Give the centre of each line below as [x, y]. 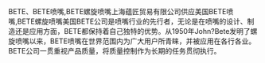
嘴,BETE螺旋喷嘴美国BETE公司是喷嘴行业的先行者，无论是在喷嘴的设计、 [128, 21]
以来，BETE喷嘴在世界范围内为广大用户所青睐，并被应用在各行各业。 [142, 41]
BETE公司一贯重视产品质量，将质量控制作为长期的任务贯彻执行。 [115, 51]
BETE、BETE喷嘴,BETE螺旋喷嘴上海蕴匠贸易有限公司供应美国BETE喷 [121, 11]
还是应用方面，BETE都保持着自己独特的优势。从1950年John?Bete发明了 [132, 31]
